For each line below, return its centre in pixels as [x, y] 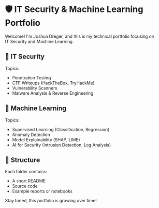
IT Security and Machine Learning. [39, 41]
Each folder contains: [26, 172]
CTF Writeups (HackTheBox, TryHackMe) [53, 83]
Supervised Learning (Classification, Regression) [61, 129]
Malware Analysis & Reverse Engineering [53, 93]
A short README [29, 181]
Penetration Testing [31, 77]
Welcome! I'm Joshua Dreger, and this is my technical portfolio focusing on [80, 36]
